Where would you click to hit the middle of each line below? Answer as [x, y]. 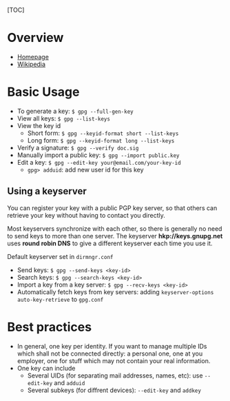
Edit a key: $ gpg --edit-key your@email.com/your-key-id [99, 162]
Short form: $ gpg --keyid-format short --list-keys [103, 133]
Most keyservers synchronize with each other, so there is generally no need [115, 228]
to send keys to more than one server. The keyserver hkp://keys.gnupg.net [115, 236]
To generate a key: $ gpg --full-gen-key [75, 111]
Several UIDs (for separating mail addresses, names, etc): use [115, 376]
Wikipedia [31, 64]
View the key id [39, 125]
